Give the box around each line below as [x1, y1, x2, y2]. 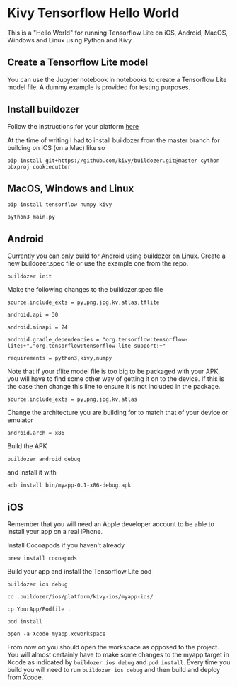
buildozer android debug [7, 455, 81, 463]
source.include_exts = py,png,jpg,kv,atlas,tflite [7, 299, 160, 306]
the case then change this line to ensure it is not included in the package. [7, 382, 221, 391]
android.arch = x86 [7, 430, 65, 437]
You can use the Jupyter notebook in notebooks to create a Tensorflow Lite [7, 75, 227, 84]
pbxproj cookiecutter [7, 163, 71, 171]
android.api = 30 [7, 312, 59, 319]
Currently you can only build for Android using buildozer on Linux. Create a [7, 251, 226, 260]
